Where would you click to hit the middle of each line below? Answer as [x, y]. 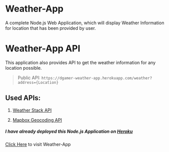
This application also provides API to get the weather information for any [80, 62]
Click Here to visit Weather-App [38, 144]
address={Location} [38, 82]
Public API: [29, 78]
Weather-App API [43, 49]
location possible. [23, 68]
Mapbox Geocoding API [37, 120]
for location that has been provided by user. [51, 28]
